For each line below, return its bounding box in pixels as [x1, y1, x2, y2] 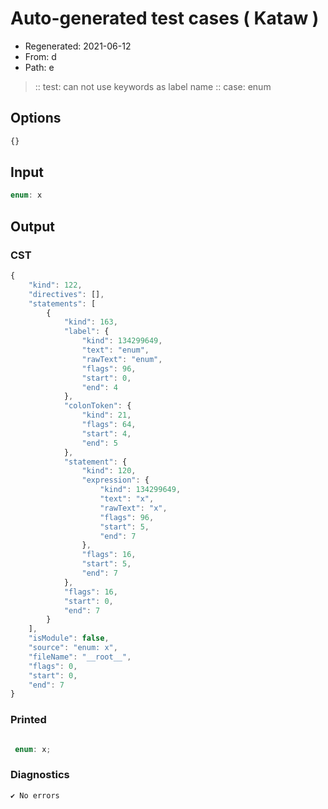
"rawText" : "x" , [99, 503, 168, 513]
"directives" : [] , [28, 289, 105, 299]
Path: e [24, 61, 55, 73]
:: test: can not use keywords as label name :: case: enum [34, 80, 272, 92]
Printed [10, 713, 47, 727]
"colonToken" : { [63, 401, 132, 411]
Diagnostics [10, 768, 70, 782]
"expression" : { [81, 475, 150, 486]
